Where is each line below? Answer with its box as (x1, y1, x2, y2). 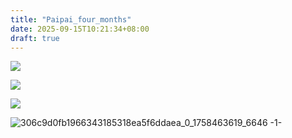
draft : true (10, 33, 60, 43)
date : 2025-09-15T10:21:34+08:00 (10, 24, 150, 34)
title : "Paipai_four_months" (10, 14, 132, 25)
